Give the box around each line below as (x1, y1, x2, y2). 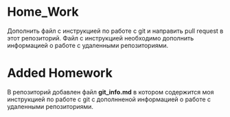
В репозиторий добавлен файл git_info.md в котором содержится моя (7, 88, 214, 96)
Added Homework (7, 66, 113, 81)
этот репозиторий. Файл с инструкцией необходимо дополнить (7, 34, 194, 42)
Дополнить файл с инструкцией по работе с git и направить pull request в (7, 27, 224, 35)
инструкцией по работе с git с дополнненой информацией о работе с (7, 95, 211, 103)
